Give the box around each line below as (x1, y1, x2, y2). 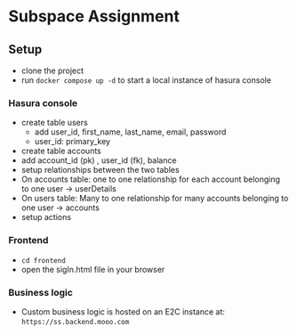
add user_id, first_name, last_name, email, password (34, 127, 227, 137)
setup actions (20, 212, 72, 223)
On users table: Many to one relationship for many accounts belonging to (20, 193, 289, 204)
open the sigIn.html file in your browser (20, 264, 165, 274)
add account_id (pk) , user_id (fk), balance (20, 155, 177, 166)
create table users (20, 118, 88, 128)
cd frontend (20, 256, 66, 265)
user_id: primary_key (34, 136, 111, 147)
